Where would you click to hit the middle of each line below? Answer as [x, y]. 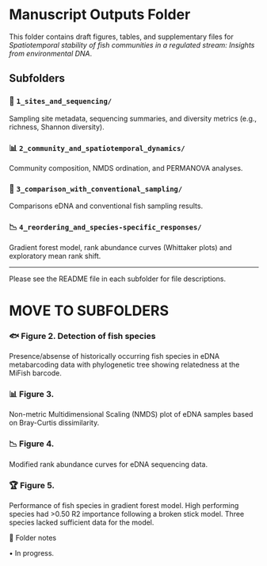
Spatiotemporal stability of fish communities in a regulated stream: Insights [132, 44]
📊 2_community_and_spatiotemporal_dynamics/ [97, 148]
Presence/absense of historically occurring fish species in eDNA [114, 356]
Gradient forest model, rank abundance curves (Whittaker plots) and [120, 247]
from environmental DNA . [51, 53]
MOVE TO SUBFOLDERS [89, 310]
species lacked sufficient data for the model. [82, 522]
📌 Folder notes [33, 537]
